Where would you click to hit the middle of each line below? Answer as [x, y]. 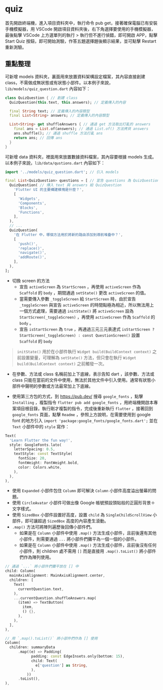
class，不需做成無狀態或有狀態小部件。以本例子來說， [59, 82]
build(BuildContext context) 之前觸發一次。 [62, 363]
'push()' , [28, 244]
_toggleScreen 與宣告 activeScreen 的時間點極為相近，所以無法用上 [87, 305]
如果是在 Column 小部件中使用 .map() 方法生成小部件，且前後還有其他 [88, 533]
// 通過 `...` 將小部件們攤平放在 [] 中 [42, 566]
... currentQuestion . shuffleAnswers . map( [55, 598]
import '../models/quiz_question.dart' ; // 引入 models [62, 172]
